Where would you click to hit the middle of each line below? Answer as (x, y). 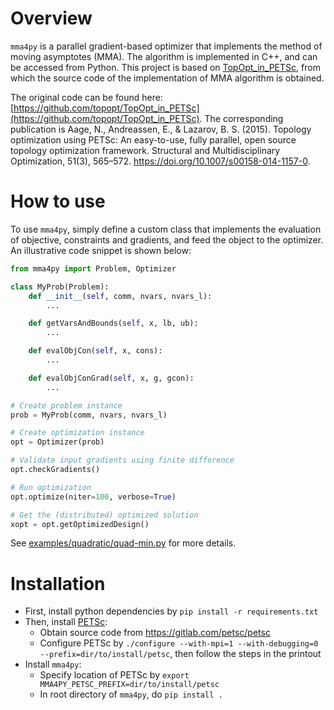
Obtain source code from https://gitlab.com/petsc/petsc (155, 633)
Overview (51, 18)
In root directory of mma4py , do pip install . (131, 694)
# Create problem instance (66, 405)
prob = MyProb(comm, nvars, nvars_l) (89, 415)
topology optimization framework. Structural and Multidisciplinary (145, 150)
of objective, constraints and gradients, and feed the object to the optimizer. (167, 239)
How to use (58, 201)
